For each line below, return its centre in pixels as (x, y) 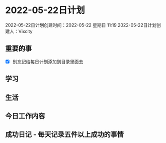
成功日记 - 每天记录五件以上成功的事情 (65, 135)
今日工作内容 (25, 116)
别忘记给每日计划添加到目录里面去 (48, 61)
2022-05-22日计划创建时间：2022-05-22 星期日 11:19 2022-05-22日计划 (81, 25)
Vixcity (25, 31)
